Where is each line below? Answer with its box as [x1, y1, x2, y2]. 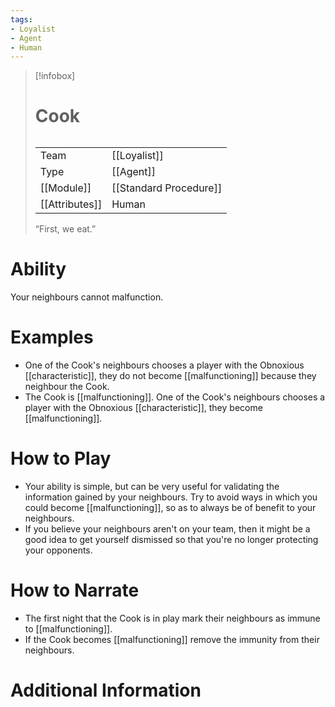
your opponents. [24, 544, 93, 556]
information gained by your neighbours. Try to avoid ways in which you [24, 491, 318, 503]
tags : [10, 14, 33, 25]
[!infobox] [34, 70, 76, 82]
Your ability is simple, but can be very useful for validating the [24, 480, 280, 492]
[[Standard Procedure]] [111, 181, 223, 195]
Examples [10, 326, 94, 349]
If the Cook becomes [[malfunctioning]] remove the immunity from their [24, 633, 320, 645]
